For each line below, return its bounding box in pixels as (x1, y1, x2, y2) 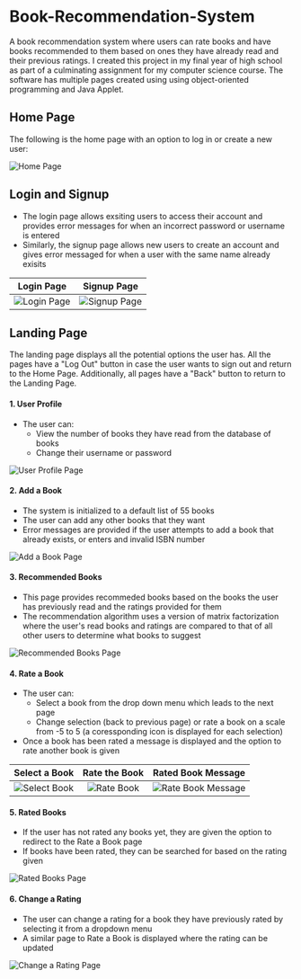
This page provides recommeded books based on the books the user (22, 592, 279, 602)
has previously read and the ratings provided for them (22, 601, 222, 612)
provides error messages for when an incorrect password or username (22, 220, 286, 231)
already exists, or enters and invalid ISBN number (22, 533, 206, 545)
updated (22, 942, 54, 953)
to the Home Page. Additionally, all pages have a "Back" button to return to (9, 369, 286, 379)
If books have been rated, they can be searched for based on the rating (22, 846, 288, 857)
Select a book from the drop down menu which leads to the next (35, 698, 274, 708)
